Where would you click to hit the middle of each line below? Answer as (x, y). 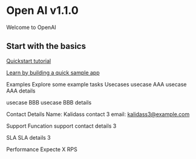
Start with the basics (46, 46)
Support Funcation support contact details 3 (61, 126)
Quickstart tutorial (29, 60)
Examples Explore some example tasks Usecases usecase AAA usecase (96, 84)
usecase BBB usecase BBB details (49, 102)
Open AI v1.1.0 (42, 11)
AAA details (21, 91)
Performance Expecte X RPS (42, 149)
